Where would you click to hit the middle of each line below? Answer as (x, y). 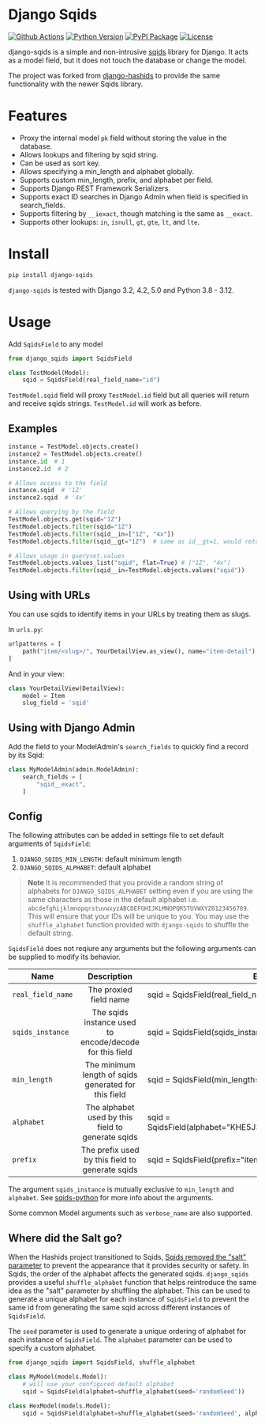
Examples (33, 428)
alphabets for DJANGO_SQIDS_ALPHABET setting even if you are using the (140, 891)
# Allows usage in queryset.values (67, 555)
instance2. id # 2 (38, 468)
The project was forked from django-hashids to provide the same (114, 75)
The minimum (110, 1065)
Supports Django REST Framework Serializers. (95, 188)
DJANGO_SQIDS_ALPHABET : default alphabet (85, 867)
